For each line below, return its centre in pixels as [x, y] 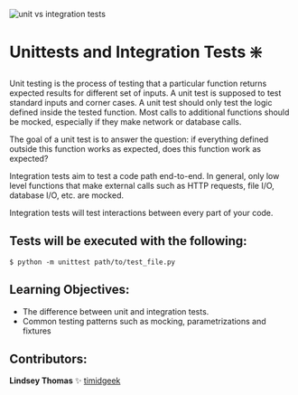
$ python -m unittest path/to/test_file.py [93, 262]
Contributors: [48, 358]
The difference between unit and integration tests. [116, 311]
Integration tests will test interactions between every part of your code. [141, 212]
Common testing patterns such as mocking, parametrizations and [144, 321]
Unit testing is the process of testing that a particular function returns [138, 83]
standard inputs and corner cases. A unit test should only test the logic [141, 102]
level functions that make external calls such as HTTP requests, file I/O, [142, 185]
